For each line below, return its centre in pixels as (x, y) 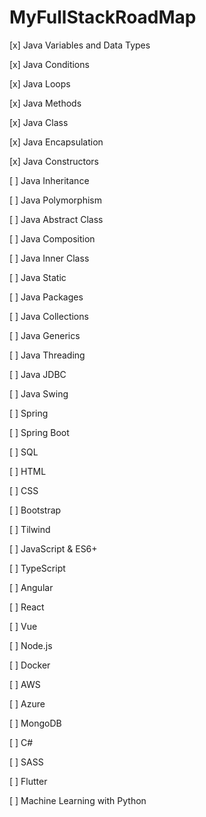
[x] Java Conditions (49, 64)
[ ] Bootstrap (35, 510)
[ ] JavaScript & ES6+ (53, 548)
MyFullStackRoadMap (103, 17)
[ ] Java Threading (47, 355)
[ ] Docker (30, 665)
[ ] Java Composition (52, 238)
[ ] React (27, 607)
